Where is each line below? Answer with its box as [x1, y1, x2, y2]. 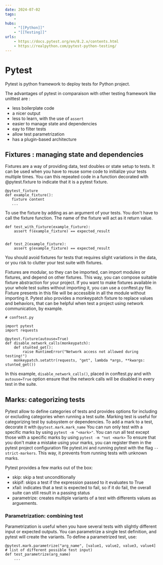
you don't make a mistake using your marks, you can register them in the [5, 440, 152, 446]
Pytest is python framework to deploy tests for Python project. [5, 81, 130, 87]
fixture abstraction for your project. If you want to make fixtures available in [5, 280, 157, 285]
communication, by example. [5, 306, 63, 311]
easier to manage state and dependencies [12, 120, 97, 126]
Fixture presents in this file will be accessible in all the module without [5, 290, 145, 296]
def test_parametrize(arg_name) [5, 552, 71, 557]
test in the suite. [5, 381, 38, 387]
